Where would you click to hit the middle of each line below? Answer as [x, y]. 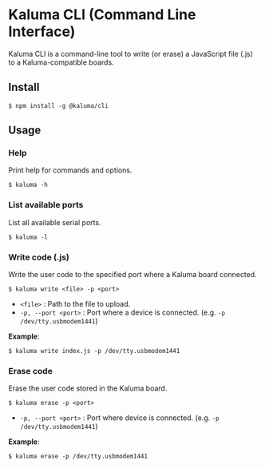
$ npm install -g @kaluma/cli [59, 105]
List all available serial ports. [55, 222]
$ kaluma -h [28, 185]
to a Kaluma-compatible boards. [61, 62]
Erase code [31, 371]
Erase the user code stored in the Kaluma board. [88, 388]
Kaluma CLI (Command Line [102, 15]
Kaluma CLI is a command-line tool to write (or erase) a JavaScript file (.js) [131, 54]
